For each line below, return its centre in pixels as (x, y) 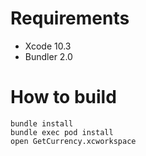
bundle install (42, 123)
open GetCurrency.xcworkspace (73, 141)
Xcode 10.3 (48, 46)
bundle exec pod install (62, 132)
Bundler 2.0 (48, 56)
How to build (63, 97)
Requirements (70, 18)
